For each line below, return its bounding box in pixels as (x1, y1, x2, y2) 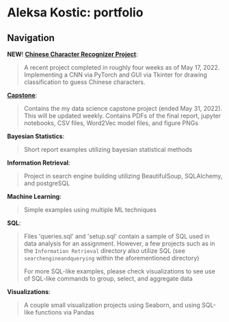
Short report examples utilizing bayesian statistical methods (23, 146, 193, 153)
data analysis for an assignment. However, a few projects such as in (23, 239, 215, 247)
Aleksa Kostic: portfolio (7, 5, 144, 21)
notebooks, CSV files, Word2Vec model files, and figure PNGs (23, 119, 199, 127)
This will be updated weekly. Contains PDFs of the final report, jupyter (23, 111, 221, 120)
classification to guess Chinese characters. (23, 78, 146, 86)
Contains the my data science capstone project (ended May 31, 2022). (23, 105, 223, 112)
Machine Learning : (7, 193, 62, 200)
